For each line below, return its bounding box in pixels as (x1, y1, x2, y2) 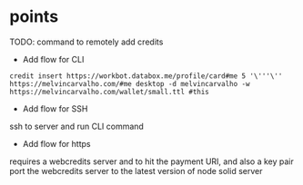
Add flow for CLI (22, 54, 85, 64)
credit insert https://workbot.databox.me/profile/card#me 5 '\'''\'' (9, 71, 283, 81)
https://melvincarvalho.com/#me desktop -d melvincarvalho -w (9, 79, 250, 88)
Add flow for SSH (22, 102, 88, 114)
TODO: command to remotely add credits (9, 36, 164, 47)
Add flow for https (22, 138, 91, 149)
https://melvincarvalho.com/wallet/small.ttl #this (9, 87, 209, 96)
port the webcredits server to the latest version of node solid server (9, 165, 263, 176)
